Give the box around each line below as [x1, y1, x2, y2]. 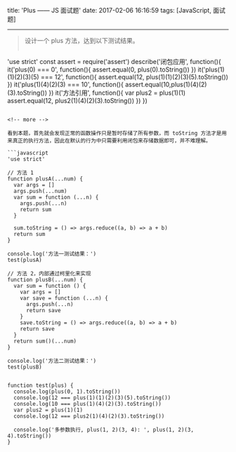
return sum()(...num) [13, 338, 77, 345]
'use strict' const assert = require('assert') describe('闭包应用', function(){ [7, 58, 221, 65]
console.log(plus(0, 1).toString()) [13, 388, 121, 395]
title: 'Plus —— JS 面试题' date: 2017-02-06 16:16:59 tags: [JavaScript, [7, 6, 212, 14]
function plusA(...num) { [7, 175, 83, 182]
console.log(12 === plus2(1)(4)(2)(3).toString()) [13, 413, 165, 420]
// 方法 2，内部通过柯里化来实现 [7, 270, 91, 277]
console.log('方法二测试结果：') [7, 357, 97, 364]
